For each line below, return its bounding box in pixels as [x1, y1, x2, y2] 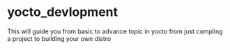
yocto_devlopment [7, 4, 118, 20]
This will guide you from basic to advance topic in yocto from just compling [7, 27, 223, 35]
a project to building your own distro [7, 34, 112, 42]
